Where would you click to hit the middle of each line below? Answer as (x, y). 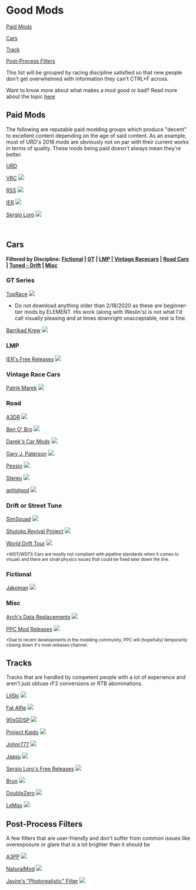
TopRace (17, 294)
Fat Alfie (16, 708)
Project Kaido (23, 732)
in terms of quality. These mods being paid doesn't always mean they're (94, 148)
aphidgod (18, 490)
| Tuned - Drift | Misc (32, 265)
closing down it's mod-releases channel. (47, 645)
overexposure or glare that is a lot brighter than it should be (78, 844)
